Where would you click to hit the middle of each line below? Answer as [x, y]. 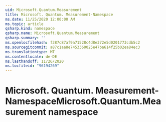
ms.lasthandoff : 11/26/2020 [35, 61]
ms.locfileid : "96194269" [32, 66]
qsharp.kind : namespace [30, 29]
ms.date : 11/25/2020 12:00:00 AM [40, 19]
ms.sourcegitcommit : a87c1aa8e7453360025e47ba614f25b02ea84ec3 [73, 47]
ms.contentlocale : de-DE [31, 56]
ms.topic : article [24, 24]
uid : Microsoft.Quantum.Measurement [43, 10]
